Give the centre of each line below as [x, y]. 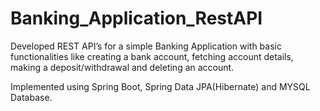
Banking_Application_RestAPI [136, 18]
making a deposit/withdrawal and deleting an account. [122, 67]
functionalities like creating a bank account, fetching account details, [152, 56]
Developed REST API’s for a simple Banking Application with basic [146, 46]
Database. [31, 97]
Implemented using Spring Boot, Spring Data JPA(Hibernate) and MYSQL [160, 86]
